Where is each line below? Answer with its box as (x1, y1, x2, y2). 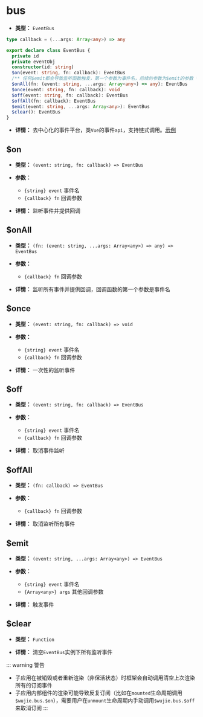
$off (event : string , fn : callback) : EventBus (11, 92, 129, 98)
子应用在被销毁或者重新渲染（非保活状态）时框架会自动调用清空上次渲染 (14, 674, 195, 681)
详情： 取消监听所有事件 (14, 520, 76, 527)
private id (11, 53, 39, 59)
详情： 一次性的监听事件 (14, 366, 76, 373)
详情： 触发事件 (14, 601, 54, 608)
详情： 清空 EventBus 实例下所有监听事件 (14, 648, 113, 655)
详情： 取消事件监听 (14, 447, 65, 454)
